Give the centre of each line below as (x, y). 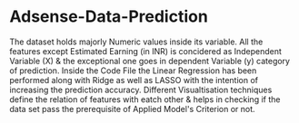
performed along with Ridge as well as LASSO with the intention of (134, 80)
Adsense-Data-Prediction (109, 17)
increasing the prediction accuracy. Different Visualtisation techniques (141, 90)
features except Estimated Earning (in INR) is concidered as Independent (145, 51)
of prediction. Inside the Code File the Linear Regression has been (133, 71)
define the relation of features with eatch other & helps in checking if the (145, 99)
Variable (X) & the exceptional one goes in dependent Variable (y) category (150, 61)
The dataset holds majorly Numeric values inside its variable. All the (136, 42)
